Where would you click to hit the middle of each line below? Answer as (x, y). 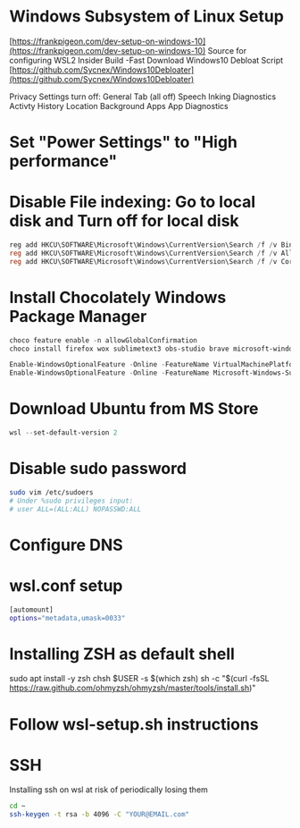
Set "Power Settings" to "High (124, 143)
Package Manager (78, 316)
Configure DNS (66, 545)
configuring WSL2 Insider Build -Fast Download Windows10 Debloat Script (146, 60)
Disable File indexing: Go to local (133, 202)
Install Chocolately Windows (118, 297)
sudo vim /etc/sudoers (51, 492)
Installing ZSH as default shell (122, 654)
